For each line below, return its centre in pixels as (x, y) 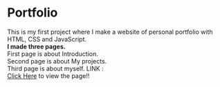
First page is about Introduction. (53, 54)
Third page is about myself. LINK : (55, 68)
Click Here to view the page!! (48, 76)
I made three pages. (36, 46)
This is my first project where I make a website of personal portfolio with (110, 32)
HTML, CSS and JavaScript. (47, 39)
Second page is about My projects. (57, 61)
